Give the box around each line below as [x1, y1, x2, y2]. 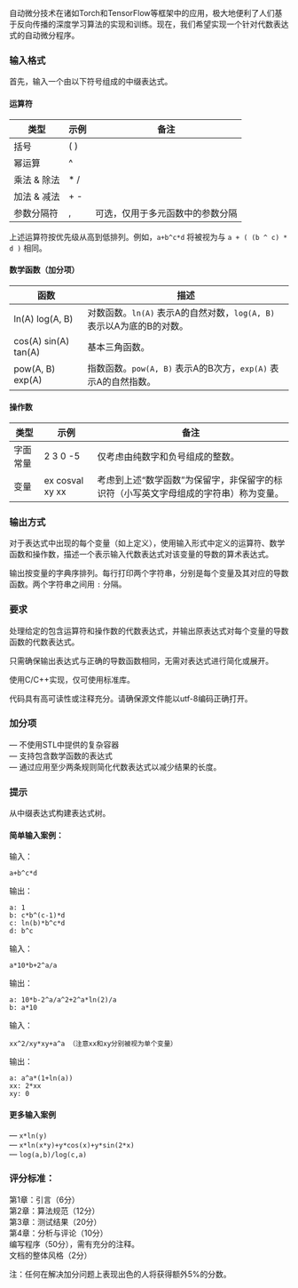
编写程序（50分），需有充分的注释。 [9, 1238, 140, 1249]
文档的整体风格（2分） [9, 1250, 92, 1260]
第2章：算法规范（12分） [9, 1205, 100, 1216]
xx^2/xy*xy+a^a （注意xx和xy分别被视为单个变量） [9, 1039, 177, 1049]
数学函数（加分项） [9, 265, 80, 276]
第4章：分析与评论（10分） [9, 1228, 108, 1238]
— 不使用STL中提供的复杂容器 [9, 739, 120, 749]
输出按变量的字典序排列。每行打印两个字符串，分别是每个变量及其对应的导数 [9, 568, 289, 579]
